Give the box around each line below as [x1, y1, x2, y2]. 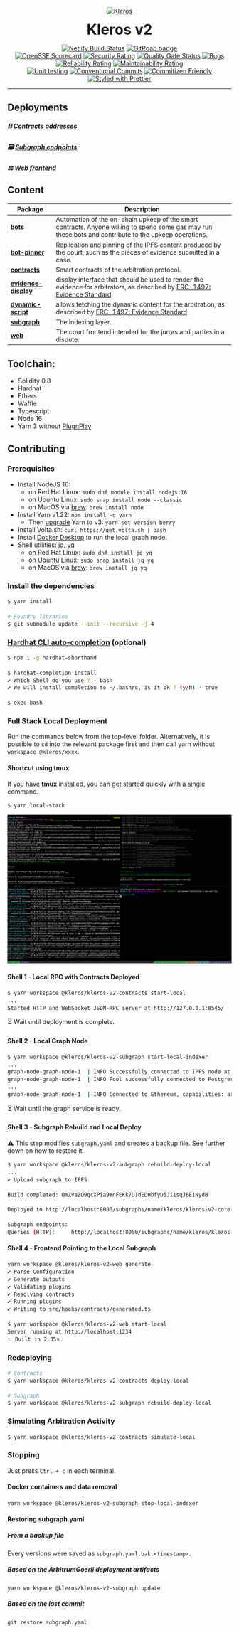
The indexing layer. [55, 317, 112, 326]
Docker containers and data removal [7, 1483, 117, 1491]
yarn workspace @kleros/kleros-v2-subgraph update [7, 1585, 161, 1592]
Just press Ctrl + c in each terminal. [7, 1466, 116, 1475]
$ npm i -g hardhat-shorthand [7, 654, 97, 661]
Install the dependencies [7, 580, 95, 590]
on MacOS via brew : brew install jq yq [28, 563, 147, 572]
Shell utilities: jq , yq [17, 541, 75, 549]
